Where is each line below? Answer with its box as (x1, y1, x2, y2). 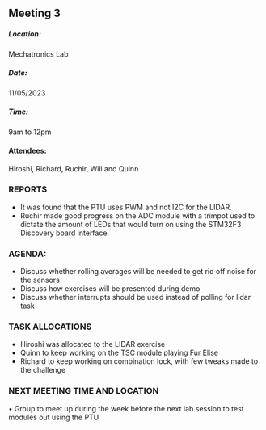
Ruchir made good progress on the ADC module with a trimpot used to (19, 210, 255, 221)
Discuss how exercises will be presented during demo (19, 284, 201, 293)
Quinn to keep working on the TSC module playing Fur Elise (19, 348, 219, 358)
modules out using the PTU (8, 412, 99, 422)
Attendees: (8, 145, 47, 155)
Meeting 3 (8, 6, 61, 20)
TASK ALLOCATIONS (8, 321, 92, 332)
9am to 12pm (8, 127, 52, 137)
